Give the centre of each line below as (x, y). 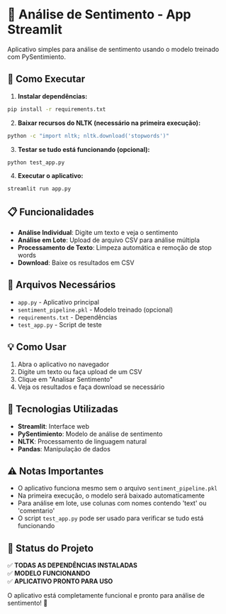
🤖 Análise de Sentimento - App (99, 15)
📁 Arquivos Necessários (62, 285)
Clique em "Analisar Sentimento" (65, 379)
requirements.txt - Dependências (67, 317)
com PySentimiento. (36, 57)
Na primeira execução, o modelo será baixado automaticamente (111, 495)
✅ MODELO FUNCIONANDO (49, 574)
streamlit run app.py (39, 189)
